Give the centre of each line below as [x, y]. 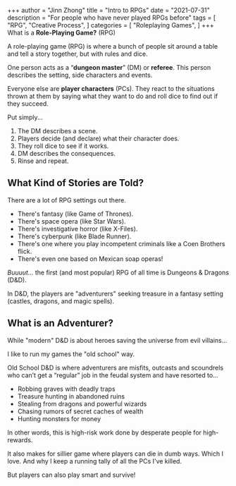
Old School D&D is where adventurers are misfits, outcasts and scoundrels [116, 367]
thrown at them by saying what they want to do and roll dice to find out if [113, 96]
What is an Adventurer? [61, 323]
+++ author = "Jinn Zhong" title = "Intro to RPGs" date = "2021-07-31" [108, 10]
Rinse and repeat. [43, 161]
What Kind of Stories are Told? [76, 183]
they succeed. [28, 104]
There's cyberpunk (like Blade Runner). [74, 236]
